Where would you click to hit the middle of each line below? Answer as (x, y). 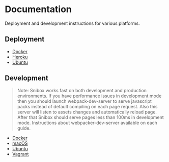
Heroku (20, 57)
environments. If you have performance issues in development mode (89, 96)
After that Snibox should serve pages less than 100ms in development (90, 117)
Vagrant (20, 154)
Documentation (38, 9)
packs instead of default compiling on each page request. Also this (87, 106)
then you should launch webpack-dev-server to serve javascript (84, 101)
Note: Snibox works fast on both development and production (82, 90)
